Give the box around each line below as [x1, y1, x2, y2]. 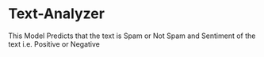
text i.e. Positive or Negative [8, 39, 101, 48]
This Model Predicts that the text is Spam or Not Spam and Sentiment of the [8, 31, 256, 40]
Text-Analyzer [8, 5, 105, 23]
